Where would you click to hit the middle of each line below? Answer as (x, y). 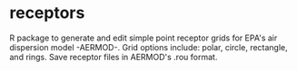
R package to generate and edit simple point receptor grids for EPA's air (144, 38)
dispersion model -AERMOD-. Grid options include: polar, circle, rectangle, (148, 47)
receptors (47, 13)
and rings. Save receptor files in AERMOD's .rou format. (114, 57)
